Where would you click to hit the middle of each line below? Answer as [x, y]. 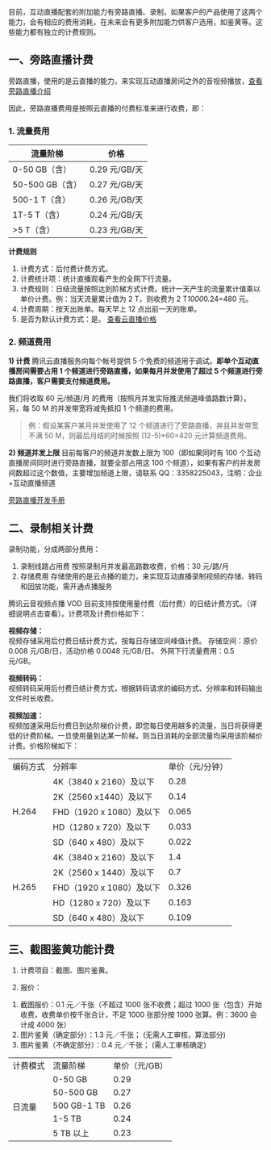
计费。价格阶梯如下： [44, 746]
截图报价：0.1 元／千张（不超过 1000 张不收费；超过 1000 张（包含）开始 [141, 1005]
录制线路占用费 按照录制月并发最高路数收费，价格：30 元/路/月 [125, 567]
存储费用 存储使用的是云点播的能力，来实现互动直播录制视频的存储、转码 [141, 576]
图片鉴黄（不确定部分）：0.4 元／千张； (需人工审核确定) [113, 1045]
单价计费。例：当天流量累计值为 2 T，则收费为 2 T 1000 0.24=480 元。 [136, 299]
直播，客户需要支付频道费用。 [65, 381]
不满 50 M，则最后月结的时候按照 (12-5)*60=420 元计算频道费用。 [140, 436]
